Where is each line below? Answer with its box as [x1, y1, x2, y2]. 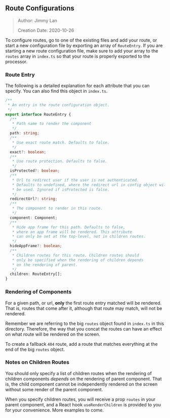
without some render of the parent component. [5, 386, 103, 392]
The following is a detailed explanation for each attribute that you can [5, 83, 150, 89]
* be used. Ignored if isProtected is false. [12, 187, 110, 192]
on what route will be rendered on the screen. [5, 331, 100, 337]
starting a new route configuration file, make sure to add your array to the [5, 48, 158, 54]
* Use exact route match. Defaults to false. [12, 140, 110, 145]
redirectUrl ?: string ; [10, 197, 58, 202]
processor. [5, 58, 28, 65]
